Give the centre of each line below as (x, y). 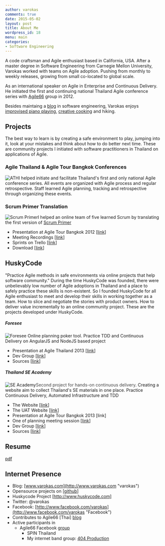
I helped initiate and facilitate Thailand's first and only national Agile (87, 178)
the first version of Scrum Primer (38, 222)
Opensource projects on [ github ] (45, 491)
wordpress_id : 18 (23, 33)
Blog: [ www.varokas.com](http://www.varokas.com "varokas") (76, 486)
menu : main (16, 38)
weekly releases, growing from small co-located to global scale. (70, 76)
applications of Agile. (27, 154)
